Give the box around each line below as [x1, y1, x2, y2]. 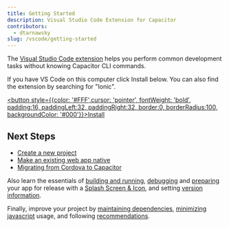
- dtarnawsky [13, 29, 51, 36]
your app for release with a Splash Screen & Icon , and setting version [7, 184, 203, 192]
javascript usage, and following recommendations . [7, 211, 150, 220]
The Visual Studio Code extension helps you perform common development [7, 54, 222, 63]
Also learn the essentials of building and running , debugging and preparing [7, 176, 220, 184]
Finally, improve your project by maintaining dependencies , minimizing [7, 204, 207, 213]
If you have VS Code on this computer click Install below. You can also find [7, 75, 219, 83]
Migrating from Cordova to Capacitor [17, 163, 122, 171]
